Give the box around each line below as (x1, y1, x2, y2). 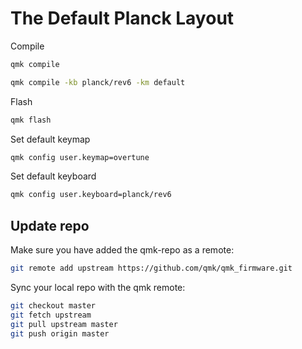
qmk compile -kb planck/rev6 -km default (10, 77, 186, 87)
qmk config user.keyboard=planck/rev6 (10, 190, 172, 200)
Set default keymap (10, 133, 91, 145)
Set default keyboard (10, 170, 97, 182)
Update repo (10, 217, 90, 234)
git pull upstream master (10, 319, 118, 329)
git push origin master (10, 328, 110, 339)
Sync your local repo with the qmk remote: (10, 282, 186, 293)
